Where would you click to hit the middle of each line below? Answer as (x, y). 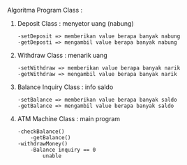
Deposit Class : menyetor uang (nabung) (75, 23)
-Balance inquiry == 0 (63, 150)
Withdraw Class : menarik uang (62, 55)
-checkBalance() (41, 132)
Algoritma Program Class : (45, 10)
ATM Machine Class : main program (69, 119)
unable (52, 156)
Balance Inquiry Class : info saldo (65, 87)
